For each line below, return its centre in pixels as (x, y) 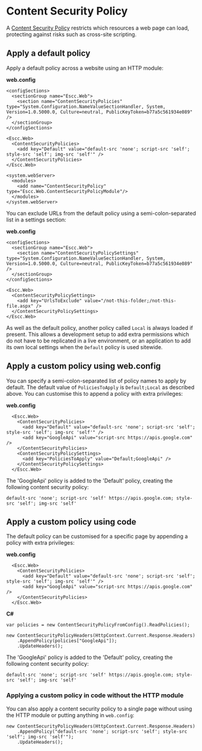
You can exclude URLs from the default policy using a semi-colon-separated (101, 213)
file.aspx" (20, 306)
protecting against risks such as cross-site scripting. (71, 34)
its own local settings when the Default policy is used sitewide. (84, 347)
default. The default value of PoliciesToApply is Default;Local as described (100, 387)
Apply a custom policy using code (71, 522)
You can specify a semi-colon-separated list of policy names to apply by (96, 381)
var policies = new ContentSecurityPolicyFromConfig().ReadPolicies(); (98, 625)
